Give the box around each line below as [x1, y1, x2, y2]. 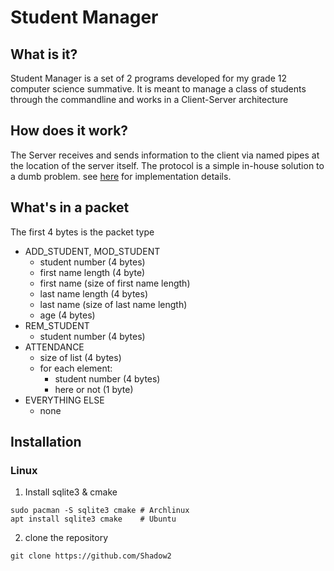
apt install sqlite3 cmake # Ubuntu [10, 514, 177, 525]
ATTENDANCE [24, 341, 85, 353]
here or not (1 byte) [54, 383, 134, 395]
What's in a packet [10, 199, 130, 216]
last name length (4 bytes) [39, 287, 149, 300]
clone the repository [24, 532, 109, 544]
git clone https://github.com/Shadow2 [10, 551, 172, 561]
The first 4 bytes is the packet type [10, 226, 155, 238]
